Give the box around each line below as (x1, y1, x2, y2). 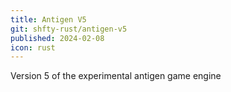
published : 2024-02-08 (10, 33, 105, 43)
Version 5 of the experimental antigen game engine (10, 70, 222, 82)
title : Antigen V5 (10, 14, 87, 25)
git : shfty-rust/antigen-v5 (10, 24, 128, 34)
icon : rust (10, 42, 56, 53)
